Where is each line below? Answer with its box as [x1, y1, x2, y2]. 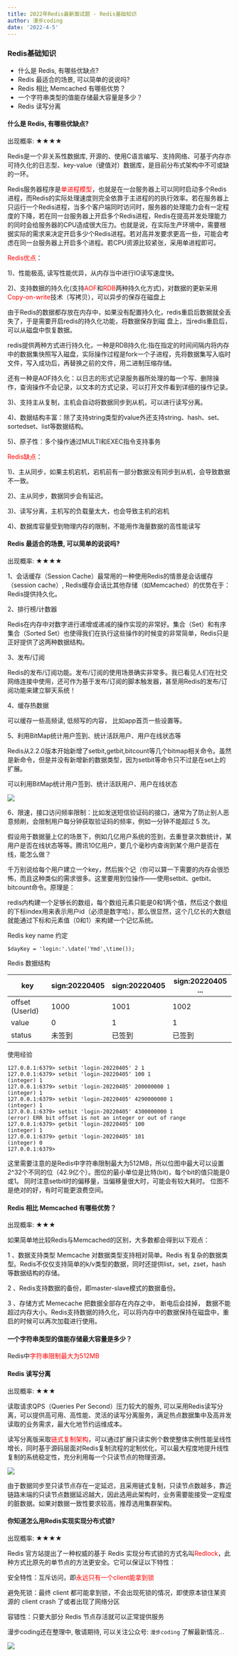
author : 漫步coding [7, 17, 63, 24]
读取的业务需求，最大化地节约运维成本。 [7, 1419, 126, 1428]
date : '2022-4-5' [7, 24, 59, 31]
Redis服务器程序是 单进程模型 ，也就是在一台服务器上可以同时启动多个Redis [7, 185, 227, 193]
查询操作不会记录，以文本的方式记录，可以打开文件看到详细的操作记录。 [19, 382, 232, 391]
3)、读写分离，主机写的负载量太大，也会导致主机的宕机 [7, 506, 169, 515]
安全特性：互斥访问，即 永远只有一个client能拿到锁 [7, 1573, 154, 1581]
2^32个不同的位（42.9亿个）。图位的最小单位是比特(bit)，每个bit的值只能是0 [7, 1168, 230, 1177]
